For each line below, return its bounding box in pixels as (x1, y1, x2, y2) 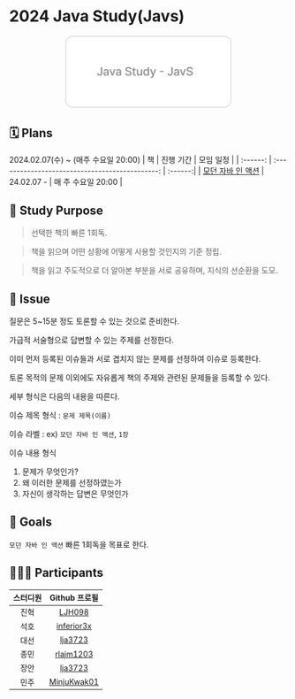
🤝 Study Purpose (9, 203, 104, 218)
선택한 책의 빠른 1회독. (30, 227, 108, 238)
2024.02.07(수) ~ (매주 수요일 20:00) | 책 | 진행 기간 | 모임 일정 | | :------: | (9, 155, 272, 165)
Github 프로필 (49, 593, 99, 603)
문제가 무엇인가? (21, 466, 79, 477)
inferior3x (56, 621, 93, 632)
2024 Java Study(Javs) (9, 6, 185, 27)
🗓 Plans (9, 126, 53, 141)
